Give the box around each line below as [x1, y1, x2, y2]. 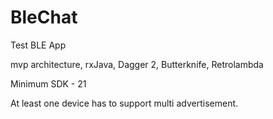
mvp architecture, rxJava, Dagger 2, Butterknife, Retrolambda [10, 58, 264, 70]
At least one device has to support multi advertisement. [10, 97, 239, 109]
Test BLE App [10, 39, 67, 51]
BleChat [10, 6, 78, 29]
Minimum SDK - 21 [10, 77, 87, 90]
